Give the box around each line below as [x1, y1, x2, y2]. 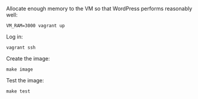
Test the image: [6, 77, 45, 84]
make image [6, 66, 33, 72]
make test [6, 88, 31, 94]
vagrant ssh [6, 44, 36, 50]
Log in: [6, 33, 23, 40]
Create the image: [6, 55, 51, 62]
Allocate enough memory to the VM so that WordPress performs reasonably [6, 5, 193, 12]
